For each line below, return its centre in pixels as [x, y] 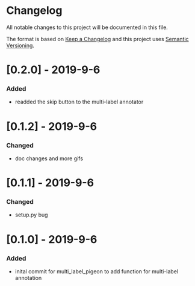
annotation [28, 278]
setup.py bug [31, 215]
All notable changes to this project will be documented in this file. [87, 27]
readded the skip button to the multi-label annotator [79, 102]
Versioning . [20, 45]
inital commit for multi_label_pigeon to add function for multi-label [97, 271]
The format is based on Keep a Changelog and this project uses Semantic [97, 39]
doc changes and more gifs [49, 158]
